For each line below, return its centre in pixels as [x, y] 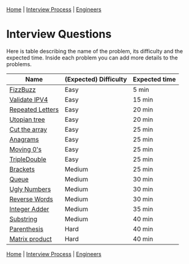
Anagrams [24, 139]
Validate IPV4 [29, 99]
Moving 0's [25, 149]
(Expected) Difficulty [96, 79]
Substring [24, 219]
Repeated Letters [34, 109]
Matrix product [31, 239]
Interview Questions [59, 34]
